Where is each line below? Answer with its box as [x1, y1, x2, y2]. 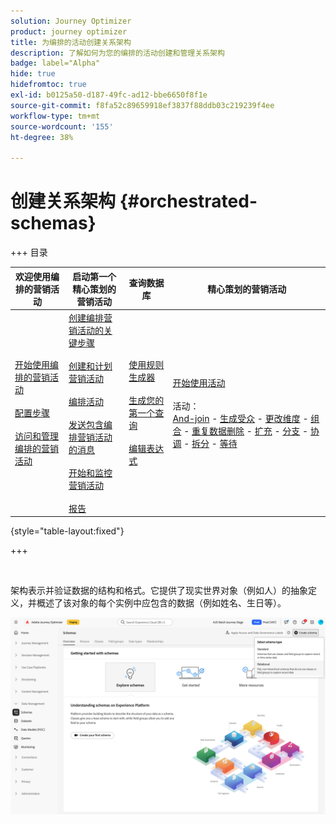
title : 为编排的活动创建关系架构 [10, 37, 132, 47]
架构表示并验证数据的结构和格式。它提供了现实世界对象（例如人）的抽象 [10, 585, 308, 597]
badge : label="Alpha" [10, 58, 101, 69]
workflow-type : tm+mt [10, 111, 101, 121]
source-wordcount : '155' [10, 121, 114, 132]
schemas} [10, 212, 97, 235]
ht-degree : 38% [10, 132, 74, 142]
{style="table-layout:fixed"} [10, 525, 125, 537]
